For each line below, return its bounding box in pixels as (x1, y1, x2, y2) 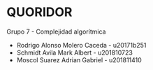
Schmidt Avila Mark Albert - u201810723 (16, 48, 133, 57)
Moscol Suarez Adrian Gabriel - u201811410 (16, 55, 143, 64)
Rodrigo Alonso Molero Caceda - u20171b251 (16, 41, 147, 49)
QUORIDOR (6, 4, 73, 20)
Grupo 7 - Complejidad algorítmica (6, 27, 106, 36)
